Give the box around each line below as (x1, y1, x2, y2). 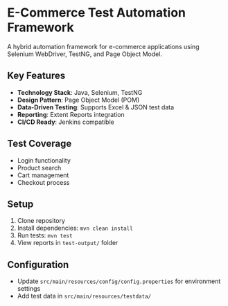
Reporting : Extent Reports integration (17, 110, 125, 118)
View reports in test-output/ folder (17, 239, 119, 247)
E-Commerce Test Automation (7, 5, 186, 21)
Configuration (7, 258, 69, 271)
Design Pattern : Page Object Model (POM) (17, 96, 140, 104)
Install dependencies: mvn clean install (17, 224, 133, 233)
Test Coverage (7, 138, 72, 150)
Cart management (17, 171, 69, 179)
